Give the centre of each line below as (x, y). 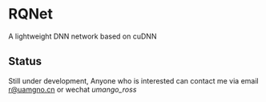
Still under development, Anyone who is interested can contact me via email (133, 80)
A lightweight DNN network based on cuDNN (83, 36)
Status (25, 61)
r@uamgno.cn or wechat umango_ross (73, 89)
